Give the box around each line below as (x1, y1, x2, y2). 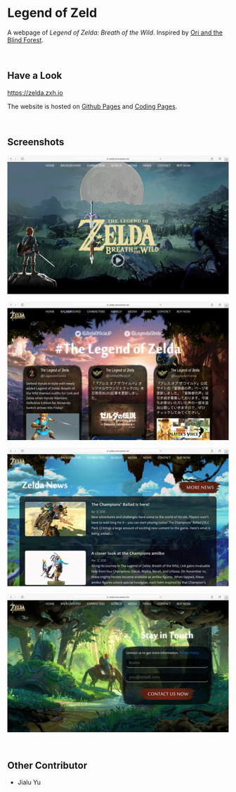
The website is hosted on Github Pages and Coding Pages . (7, 102, 178, 111)
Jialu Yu (17, 778, 41, 786)
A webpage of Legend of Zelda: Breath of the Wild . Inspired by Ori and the (7, 28, 223, 37)
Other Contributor (7, 759, 88, 772)
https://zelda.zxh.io (7, 88, 63, 96)
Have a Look (7, 70, 63, 82)
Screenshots (7, 136, 65, 149)
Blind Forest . (7, 35, 44, 44)
